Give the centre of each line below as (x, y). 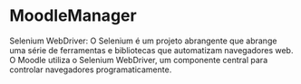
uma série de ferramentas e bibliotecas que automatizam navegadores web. (151, 50)
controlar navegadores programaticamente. (91, 70)
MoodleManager (73, 16)
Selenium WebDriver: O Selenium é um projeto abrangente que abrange (143, 41)
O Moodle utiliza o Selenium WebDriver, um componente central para (139, 60)
